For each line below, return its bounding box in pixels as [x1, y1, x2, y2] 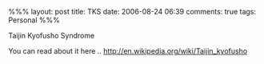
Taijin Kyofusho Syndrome [8, 31, 95, 40]
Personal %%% [8, 15, 60, 25]
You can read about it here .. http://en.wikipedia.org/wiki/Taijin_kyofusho [8, 46, 248, 55]
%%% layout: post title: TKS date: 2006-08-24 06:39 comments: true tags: [8, 7, 257, 16]
